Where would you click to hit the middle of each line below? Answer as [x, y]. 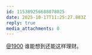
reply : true [21, 23]
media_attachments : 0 [33, 28]
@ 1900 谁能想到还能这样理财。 [44, 46]
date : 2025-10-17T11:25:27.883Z [46, 17]
